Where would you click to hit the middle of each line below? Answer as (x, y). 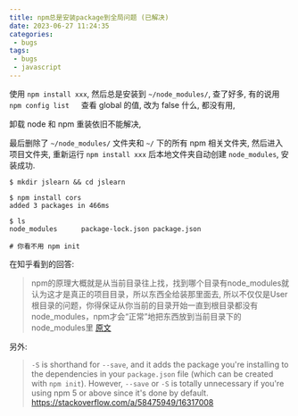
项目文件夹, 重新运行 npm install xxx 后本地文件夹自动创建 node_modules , (144, 154)
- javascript (37, 68)
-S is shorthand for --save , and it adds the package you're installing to (160, 364)
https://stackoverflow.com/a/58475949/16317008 (122, 402)
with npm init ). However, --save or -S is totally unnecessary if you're (157, 383)
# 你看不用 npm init (45, 246)
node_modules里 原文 (71, 328)
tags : (19, 51)
